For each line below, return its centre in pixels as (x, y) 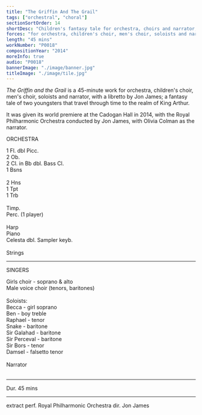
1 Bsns (14, 170)
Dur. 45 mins (22, 389)
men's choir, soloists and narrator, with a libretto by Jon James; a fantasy (97, 97)
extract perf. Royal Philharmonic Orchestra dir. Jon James (78, 405)
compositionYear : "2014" (37, 51)
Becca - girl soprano (32, 307)
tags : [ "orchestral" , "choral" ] (47, 17)
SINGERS (18, 270)
